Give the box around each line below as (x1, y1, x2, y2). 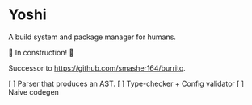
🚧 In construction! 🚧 (8, 47, 74, 57)
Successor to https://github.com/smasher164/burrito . (8, 63, 186, 73)
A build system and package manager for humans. (8, 32, 176, 42)
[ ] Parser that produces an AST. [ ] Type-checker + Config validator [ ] (8, 79, 245, 88)
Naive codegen (8, 87, 59, 97)
